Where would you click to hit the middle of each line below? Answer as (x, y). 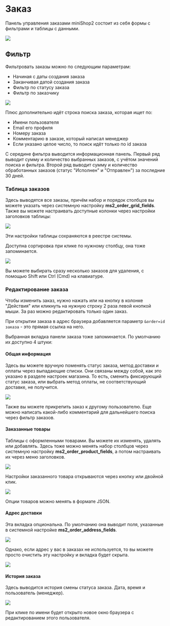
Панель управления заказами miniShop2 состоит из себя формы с (78, 23)
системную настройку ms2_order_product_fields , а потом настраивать (83, 451)
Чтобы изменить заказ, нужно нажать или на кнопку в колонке (74, 300)
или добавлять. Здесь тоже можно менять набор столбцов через (77, 446)
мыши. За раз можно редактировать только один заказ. (67, 311)
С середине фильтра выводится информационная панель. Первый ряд (83, 154)
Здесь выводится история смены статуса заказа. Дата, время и (75, 588)
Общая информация (28, 354)
